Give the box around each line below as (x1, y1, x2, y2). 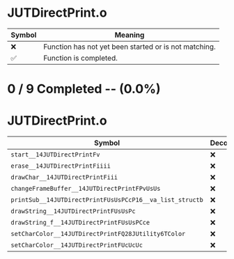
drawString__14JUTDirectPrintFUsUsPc (10, 207, 136, 215)
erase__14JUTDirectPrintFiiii (10, 162, 111, 170)
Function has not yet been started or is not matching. (42, 42, 216, 52)
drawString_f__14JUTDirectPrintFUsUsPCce (10, 219, 150, 227)
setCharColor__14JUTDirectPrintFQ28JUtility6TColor (10, 230, 186, 238)
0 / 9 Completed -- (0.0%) (7, 81, 161, 97)
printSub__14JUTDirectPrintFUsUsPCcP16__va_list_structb (10, 196, 203, 204)
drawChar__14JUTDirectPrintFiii (10, 173, 118, 182)
